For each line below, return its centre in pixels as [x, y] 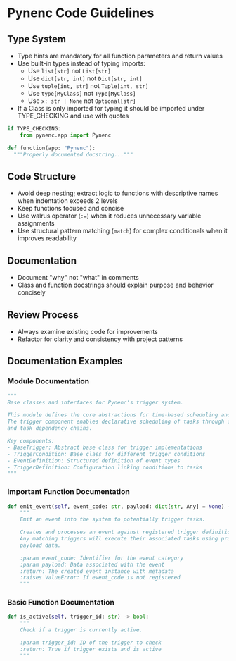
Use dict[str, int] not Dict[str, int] [85, 78]
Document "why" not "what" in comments [78, 278]
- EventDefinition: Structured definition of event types [94, 461]
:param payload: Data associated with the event [92, 564]
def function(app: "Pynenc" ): [52, 148]
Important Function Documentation [68, 492]
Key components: [31, 441]
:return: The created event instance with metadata [97, 571]
